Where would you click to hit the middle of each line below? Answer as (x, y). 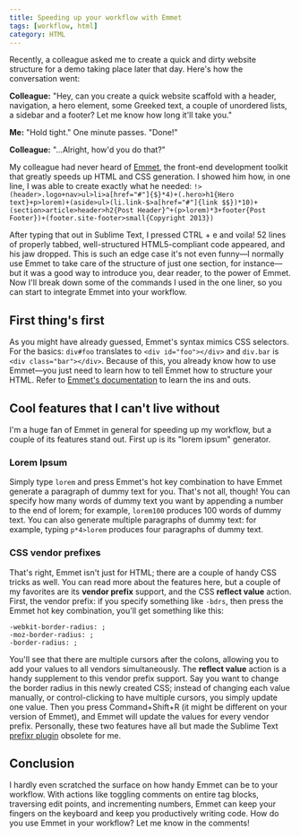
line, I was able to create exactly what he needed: (101, 186)
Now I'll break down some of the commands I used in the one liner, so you (146, 282)
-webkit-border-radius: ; (57, 627)
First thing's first (57, 320)
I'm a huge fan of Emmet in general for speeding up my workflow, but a (140, 430)
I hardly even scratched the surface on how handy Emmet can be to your (144, 785)
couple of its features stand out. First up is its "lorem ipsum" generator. (140, 439)
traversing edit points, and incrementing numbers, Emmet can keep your (142, 804)
